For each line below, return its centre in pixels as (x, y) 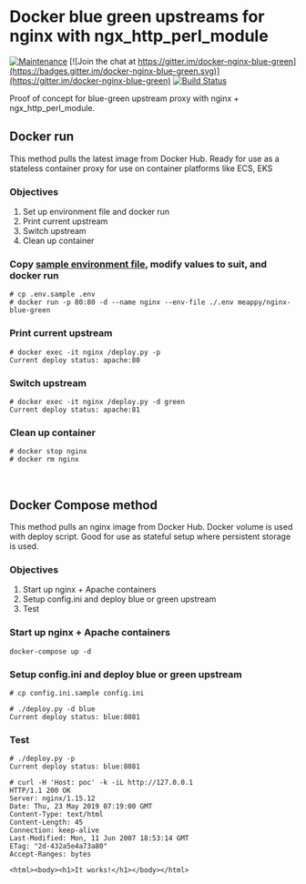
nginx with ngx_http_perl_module (139, 36)
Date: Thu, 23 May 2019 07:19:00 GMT (81, 807)
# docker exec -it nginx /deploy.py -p (85, 352)
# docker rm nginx (44, 460)
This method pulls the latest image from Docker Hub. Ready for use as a (144, 158)
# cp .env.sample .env (52, 295)
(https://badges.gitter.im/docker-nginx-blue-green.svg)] (115, 71)
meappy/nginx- (264, 302)
